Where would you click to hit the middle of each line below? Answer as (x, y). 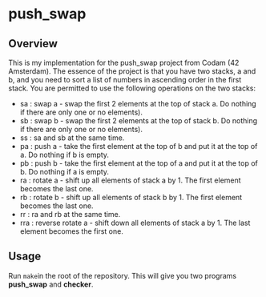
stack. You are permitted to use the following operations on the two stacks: (132, 88)
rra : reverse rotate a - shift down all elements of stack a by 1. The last (135, 223)
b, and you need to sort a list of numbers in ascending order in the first (125, 80)
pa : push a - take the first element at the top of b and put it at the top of (139, 146)
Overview (33, 44)
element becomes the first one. (72, 231)
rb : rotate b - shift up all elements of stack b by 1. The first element (131, 197)
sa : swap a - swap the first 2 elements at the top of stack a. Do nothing (138, 104)
